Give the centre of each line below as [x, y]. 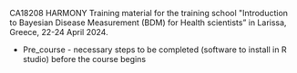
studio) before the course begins [84, 59]
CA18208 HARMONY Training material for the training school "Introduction [149, 13]
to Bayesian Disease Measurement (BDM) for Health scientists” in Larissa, [148, 23]
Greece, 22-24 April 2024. [59, 32]
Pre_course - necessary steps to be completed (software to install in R [154, 50]
